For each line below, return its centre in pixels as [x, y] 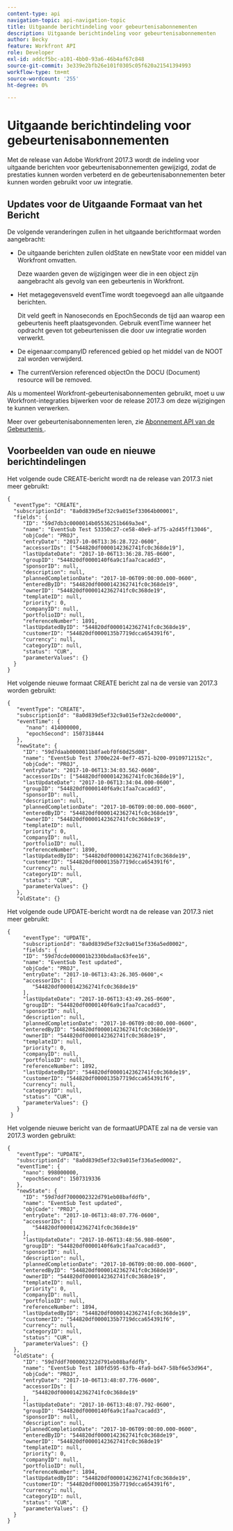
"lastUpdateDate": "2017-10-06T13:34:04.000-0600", [99, 783]
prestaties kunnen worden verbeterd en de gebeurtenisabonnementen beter [116, 175]
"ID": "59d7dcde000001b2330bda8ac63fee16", [87, 956]
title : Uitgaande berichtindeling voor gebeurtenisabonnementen [102, 27]
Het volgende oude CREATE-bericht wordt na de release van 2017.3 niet [110, 478]
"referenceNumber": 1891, [60, 621]
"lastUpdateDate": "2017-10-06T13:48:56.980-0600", [99, 1240]
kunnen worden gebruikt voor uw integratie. [70, 182]
